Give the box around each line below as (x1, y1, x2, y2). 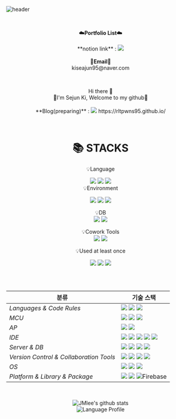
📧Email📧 (90, 58, 111, 65)
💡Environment (83, 184, 119, 192)
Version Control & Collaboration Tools (9, 352, 116, 361)
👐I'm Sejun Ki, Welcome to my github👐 (53, 94, 148, 101)
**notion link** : (77, 45, 117, 52)
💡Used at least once (75, 247, 126, 254)
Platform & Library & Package (9, 372, 93, 381)
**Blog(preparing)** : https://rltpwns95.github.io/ (35, 108, 166, 114)
